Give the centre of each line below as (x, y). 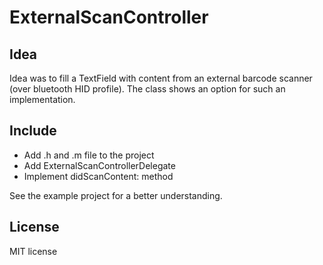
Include (33, 131)
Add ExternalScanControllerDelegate (99, 165)
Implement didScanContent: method (98, 176)
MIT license (33, 251)
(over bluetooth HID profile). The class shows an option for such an (147, 89)
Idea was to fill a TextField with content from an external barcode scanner (161, 78)
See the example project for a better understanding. (116, 195)
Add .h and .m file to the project (89, 155)
